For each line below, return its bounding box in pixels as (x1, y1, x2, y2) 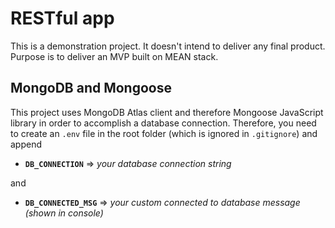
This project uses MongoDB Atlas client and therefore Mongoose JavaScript (10, 106, 324, 118)
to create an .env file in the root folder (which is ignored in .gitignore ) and (10, 127, 318, 139)
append (10, 138, 43, 150)
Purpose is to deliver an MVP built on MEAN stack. (10, 50, 219, 62)
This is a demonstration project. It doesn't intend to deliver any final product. (10, 40, 326, 52)
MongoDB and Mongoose (10, 80, 172, 97)
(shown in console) (24, 207, 104, 219)
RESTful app (10, 7, 115, 30)
